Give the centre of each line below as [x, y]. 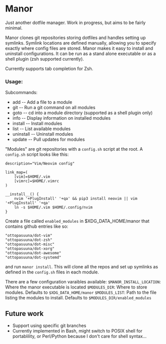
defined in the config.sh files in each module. [52, 272]
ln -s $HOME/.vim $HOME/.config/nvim [53, 208]
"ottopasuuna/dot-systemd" [33, 258]
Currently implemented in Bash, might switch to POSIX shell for [77, 331]
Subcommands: [21, 93]
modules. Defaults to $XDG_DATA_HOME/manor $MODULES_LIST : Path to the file [81, 292]
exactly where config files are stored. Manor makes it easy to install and [79, 48]
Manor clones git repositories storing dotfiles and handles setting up [75, 38]
